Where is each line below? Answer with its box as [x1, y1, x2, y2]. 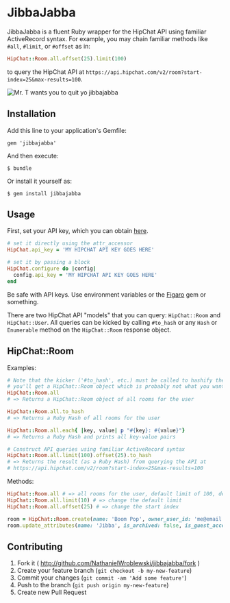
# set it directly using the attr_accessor [7, 240, 133, 247]
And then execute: [7, 151, 59, 160]
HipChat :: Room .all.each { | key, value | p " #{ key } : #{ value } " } [7, 427, 186, 434]
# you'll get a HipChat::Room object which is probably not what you [7, 383, 210, 390]
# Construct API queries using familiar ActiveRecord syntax [7, 445, 186, 453]
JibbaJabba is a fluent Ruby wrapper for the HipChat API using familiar [7, 27, 207, 36]
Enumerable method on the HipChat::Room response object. [7, 325, 171, 334]
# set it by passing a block [7, 259, 90, 266]
